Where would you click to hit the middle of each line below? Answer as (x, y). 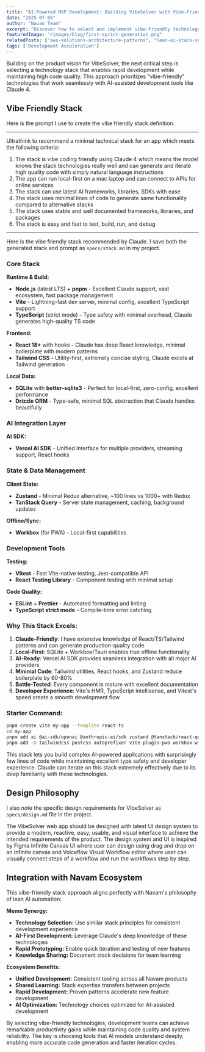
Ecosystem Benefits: (33, 967)
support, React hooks (42, 455)
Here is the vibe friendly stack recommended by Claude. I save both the (97, 241)
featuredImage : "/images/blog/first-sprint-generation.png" (85, 35)
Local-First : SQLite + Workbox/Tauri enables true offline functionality (103, 652)
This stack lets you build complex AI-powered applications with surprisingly (101, 754)
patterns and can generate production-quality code (80, 646)
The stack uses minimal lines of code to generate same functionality (101, 198)
